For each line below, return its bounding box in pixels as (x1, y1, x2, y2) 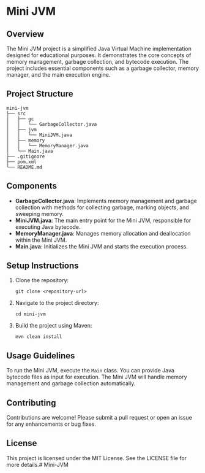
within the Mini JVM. (15, 236, 67, 244)
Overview (6, 29, 45, 39)
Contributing (6, 398, 56, 408)
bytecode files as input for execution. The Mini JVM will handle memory (6, 373, 188, 381)
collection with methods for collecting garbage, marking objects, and (15, 204, 190, 211)
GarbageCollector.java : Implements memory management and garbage (15, 197, 197, 204)
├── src (6, 110, 26, 117)
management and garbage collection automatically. (6, 380, 136, 387)
